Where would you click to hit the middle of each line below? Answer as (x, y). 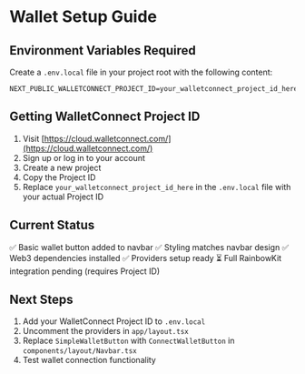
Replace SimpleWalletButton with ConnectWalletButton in (128, 341)
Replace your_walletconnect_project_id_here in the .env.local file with (157, 187)
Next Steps (41, 300)
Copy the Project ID (59, 177)
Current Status (52, 225)
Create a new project (62, 167)
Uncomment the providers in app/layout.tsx (105, 331)
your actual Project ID (63, 197)
